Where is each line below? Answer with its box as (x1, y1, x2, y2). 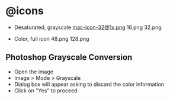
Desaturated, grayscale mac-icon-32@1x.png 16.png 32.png (14, 24, 162, 31)
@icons (5, 4, 44, 18)
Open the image (14, 68, 54, 75)
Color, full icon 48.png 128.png (14, 35, 89, 42)
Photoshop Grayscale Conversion (5, 52, 133, 63)
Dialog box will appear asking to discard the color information (14, 80, 164, 88)
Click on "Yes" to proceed (14, 87, 78, 94)
